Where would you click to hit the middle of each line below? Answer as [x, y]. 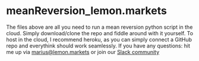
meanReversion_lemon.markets [87, 11]
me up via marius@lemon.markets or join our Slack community [83, 52]
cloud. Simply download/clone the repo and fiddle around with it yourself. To [100, 33]
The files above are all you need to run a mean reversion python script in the [99, 27]
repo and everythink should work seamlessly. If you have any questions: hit [98, 46]
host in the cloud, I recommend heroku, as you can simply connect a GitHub [99, 39]
